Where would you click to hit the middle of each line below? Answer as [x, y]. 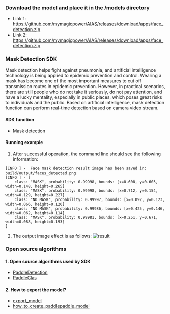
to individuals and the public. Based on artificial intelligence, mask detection [85, 102]
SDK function [20, 120]
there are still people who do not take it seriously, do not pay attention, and [84, 92]
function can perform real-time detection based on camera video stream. [82, 108]
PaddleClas [25, 278]
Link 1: [19, 19]
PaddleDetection [30, 273]
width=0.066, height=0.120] [35, 204]
